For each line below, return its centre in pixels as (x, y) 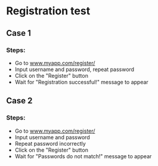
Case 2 (19, 101)
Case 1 (19, 33)
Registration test (48, 11)
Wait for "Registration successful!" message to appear (82, 82)
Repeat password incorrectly (50, 143)
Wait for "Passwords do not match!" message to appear (83, 156)
